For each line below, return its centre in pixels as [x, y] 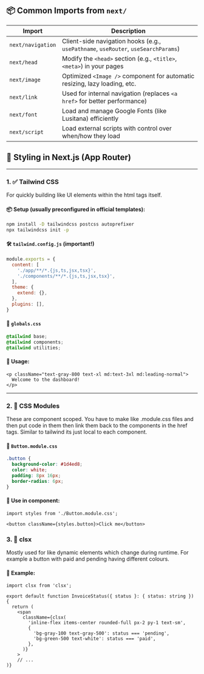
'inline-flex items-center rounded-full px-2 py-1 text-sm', [107, 623]
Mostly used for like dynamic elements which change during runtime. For [98, 553]
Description [128, 31]
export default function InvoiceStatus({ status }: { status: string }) [100, 596]
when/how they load [91, 136]
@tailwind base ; [27, 337]
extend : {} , [32, 293]
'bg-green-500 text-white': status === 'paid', [94, 639]
